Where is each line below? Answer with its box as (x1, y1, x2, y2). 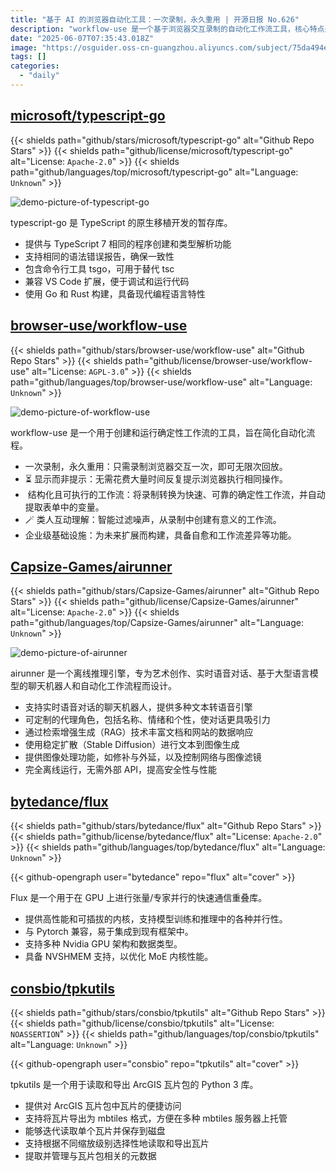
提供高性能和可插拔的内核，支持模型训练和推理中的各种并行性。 (24, 913, 288, 925)
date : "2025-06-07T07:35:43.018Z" (10, 33, 155, 43)
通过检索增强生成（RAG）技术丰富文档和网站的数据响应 (24, 726, 254, 738)
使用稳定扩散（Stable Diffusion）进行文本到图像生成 (24, 739, 240, 751)
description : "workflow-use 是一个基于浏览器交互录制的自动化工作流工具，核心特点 (10, 24, 325, 34)
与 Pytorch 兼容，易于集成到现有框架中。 (24, 926, 194, 938)
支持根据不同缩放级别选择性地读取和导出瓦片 (24, 1137, 210, 1149)
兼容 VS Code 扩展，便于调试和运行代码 (24, 275, 190, 287)
